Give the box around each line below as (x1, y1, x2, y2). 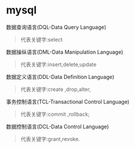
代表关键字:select (20, 36, 63, 43)
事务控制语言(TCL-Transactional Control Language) (6, 98, 130, 105)
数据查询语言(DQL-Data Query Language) (6, 23, 107, 30)
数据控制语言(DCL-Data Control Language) (6, 123, 109, 130)
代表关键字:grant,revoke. (20, 135, 80, 142)
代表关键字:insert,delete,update (20, 61, 97, 68)
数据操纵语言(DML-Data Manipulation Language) (6, 48, 123, 56)
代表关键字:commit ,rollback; (20, 111, 90, 118)
